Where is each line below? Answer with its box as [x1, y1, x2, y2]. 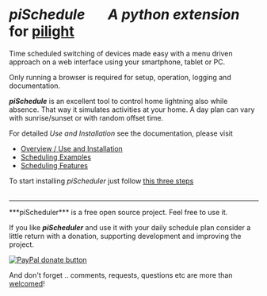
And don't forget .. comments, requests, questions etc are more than [9, 270, 233, 279]
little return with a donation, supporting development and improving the [9, 231, 242, 240]
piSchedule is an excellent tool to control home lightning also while [9, 96, 228, 106]
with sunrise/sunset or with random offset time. [9, 113, 164, 122]
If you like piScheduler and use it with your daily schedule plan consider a [9, 222, 251, 232]
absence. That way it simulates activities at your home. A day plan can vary [9, 105, 255, 114]
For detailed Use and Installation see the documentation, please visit [9, 129, 233, 138]
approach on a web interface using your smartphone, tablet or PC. [9, 57, 226, 67]
